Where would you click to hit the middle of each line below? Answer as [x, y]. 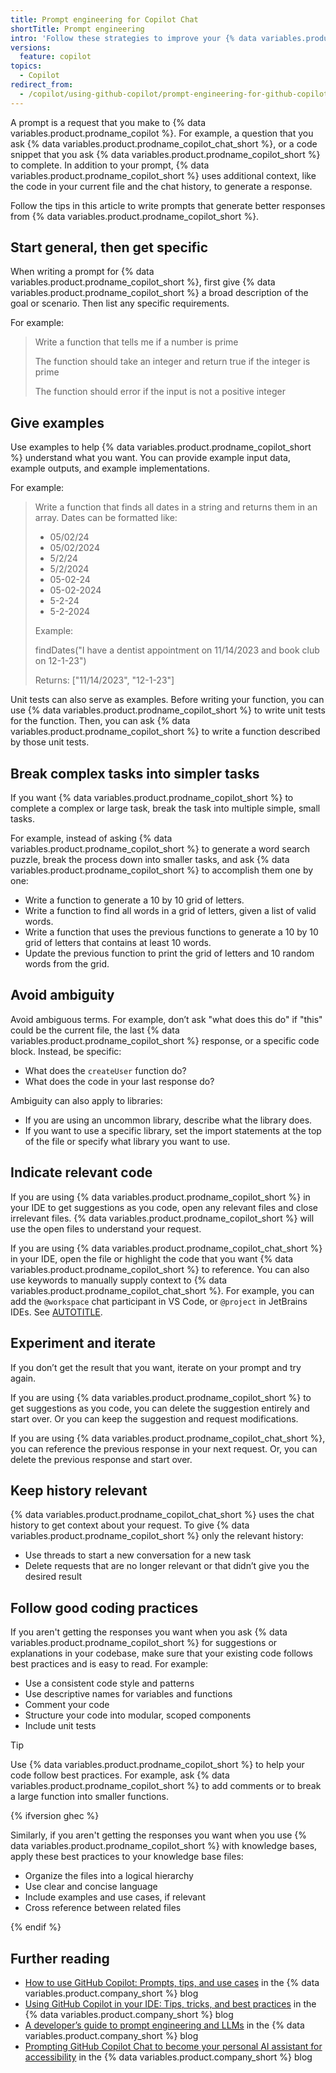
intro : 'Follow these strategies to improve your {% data [133, 38]
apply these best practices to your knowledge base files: [127, 1857]
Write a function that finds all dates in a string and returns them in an [176, 507]
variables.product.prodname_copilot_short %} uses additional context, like [163, 175]
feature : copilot [55, 57]
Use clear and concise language [91, 1887]
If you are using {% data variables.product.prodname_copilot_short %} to [161, 1397]
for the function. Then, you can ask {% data [100, 721]
